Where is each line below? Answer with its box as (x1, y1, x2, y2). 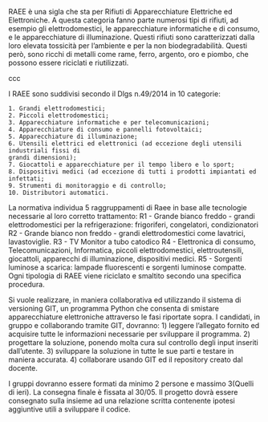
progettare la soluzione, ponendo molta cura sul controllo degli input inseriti (8, 338, 259, 347)
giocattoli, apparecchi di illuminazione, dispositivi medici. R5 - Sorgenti (8, 254, 242, 263)
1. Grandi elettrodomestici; (8, 104, 106, 112)
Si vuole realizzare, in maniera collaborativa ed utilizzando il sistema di (8, 295, 242, 304)
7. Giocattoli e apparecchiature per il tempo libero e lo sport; (8, 160, 235, 168)
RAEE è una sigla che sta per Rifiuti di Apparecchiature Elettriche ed (8, 7, 233, 16)
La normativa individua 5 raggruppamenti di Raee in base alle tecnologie (8, 203, 247, 212)
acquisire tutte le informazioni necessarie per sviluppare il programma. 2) (8, 329, 251, 339)
